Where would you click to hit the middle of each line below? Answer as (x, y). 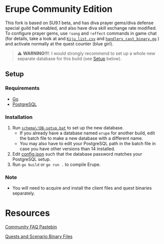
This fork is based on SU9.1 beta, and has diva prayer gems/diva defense (80, 23)
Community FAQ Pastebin (31, 227)
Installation (19, 117)
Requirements (22, 88)
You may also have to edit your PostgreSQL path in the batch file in (88, 143)
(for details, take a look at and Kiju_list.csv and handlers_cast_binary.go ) (82, 39)
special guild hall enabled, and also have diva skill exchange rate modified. (81, 28)
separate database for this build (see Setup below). (69, 58)
